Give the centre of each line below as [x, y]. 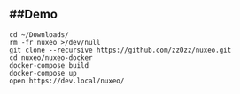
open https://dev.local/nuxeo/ [67, 81]
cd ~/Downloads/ [39, 34]
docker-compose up [43, 73]
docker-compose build [49, 65]
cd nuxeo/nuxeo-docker [51, 58]
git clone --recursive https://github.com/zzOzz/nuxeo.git [120, 50]
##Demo [33, 14]
